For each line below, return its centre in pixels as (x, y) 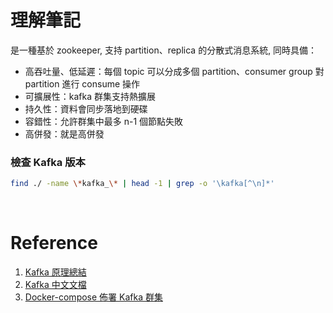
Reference (54, 243)
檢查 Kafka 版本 (48, 162)
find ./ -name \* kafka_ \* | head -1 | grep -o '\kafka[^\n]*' (142, 184)
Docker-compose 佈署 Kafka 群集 (93, 297)
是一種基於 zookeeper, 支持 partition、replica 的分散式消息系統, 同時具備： (164, 50)
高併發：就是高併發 (64, 133)
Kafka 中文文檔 (55, 285)
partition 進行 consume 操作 (82, 83)
